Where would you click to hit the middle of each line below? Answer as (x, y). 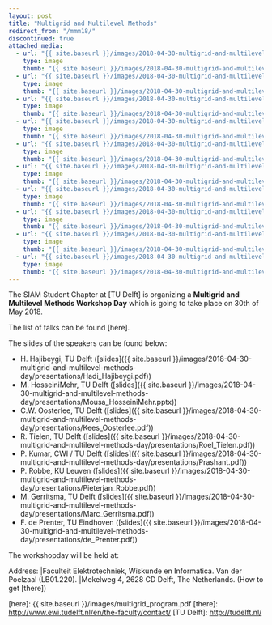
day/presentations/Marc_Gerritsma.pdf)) (87, 514)
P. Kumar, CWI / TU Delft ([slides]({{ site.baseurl (100, 453)
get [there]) (28, 589)
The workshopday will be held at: (64, 555)
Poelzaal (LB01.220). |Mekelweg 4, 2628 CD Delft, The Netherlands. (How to (136, 580)
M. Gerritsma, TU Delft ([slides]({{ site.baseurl (97, 497)
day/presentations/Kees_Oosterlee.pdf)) (87, 428)
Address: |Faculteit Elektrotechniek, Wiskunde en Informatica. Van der (125, 571)
